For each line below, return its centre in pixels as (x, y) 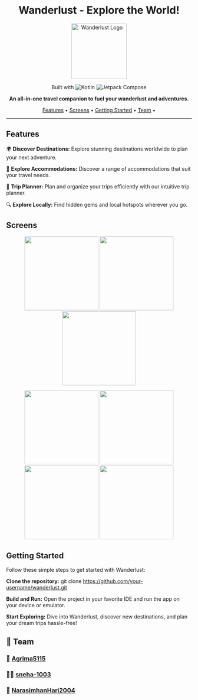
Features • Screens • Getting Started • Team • (99, 110)
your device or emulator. (36, 605)
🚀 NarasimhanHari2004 (41, 690)
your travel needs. (28, 175)
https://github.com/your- (113, 581)
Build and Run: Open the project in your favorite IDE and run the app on (93, 599)
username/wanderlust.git (37, 588)
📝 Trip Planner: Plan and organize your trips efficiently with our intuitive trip (98, 186)
